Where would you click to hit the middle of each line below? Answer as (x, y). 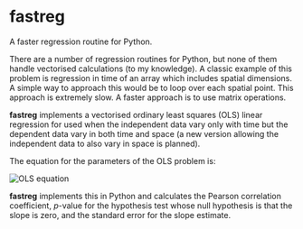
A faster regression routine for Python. (81, 41)
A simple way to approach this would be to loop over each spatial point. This (151, 87)
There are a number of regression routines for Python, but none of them (143, 59)
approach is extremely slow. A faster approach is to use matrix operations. (148, 97)
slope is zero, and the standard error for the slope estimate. (120, 215)
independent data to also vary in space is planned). (105, 143)
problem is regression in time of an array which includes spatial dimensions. (151, 78)
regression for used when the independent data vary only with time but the (149, 124)
